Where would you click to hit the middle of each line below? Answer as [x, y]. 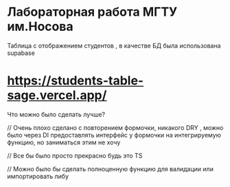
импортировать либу [38, 176]
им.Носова [40, 26]
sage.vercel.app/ [57, 95]
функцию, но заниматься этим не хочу [64, 142]
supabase [21, 53]
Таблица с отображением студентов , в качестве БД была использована [114, 45]
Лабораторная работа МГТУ [92, 12]
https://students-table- [76, 81]
